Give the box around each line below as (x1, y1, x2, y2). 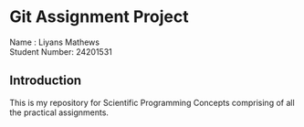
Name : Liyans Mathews (9, 37, 100, 48)
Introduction (9, 73, 82, 89)
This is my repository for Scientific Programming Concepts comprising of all (9, 97, 295, 108)
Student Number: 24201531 (9, 46, 112, 57)
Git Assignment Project (9, 6, 189, 27)
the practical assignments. (9, 107, 110, 118)
